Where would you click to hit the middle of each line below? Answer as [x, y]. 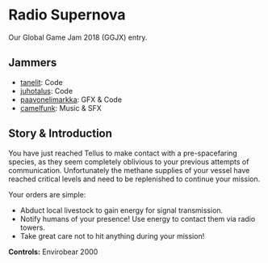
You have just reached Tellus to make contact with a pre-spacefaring [123, 153]
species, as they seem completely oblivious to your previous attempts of [129, 161]
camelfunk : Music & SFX [61, 108]
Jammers [33, 63]
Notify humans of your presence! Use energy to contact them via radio [138, 218]
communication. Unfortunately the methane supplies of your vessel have [129, 170]
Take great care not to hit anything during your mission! [112, 235]
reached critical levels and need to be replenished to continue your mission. [134, 179]
